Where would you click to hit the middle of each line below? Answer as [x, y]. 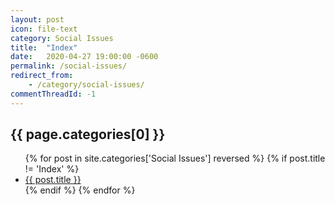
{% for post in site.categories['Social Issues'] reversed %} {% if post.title [175, 158]
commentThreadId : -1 [53, 94]
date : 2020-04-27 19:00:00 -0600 [84, 57]
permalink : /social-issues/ [69, 66]
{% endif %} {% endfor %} [80, 190]
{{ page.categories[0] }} [88, 134]
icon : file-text [44, 29]
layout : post [37, 19]
